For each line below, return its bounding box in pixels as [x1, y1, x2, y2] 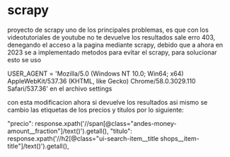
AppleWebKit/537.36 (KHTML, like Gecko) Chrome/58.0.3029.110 [7, 76, 196, 85]
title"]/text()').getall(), [7, 141, 69, 150]
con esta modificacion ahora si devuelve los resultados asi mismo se [7, 98, 208, 106]
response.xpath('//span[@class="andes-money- [35, 119, 177, 127]
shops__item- [160, 134, 200, 143]
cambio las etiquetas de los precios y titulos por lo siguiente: [7, 105, 184, 114]
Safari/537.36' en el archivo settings [7, 84, 113, 93]
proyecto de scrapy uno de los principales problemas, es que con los [7, 25, 209, 34]
